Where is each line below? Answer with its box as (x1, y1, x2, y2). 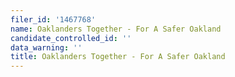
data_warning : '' (10, 42, 83, 53)
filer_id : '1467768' (10, 14, 97, 25)
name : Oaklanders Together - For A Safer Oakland (10, 24, 222, 34)
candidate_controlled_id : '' (10, 33, 132, 43)
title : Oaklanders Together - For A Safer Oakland (10, 52, 226, 62)
